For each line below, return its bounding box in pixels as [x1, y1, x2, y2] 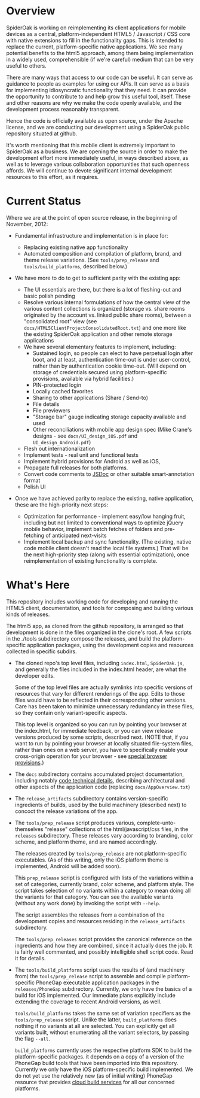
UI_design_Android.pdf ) [32, 438, 91, 445]
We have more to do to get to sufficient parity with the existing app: [14, 274, 181, 281]
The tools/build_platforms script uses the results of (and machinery [14, 966, 185, 973]
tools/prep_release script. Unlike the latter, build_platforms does [14, 1016, 177, 1023]
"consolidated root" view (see [23, 317, 97, 324]
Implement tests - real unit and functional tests [23, 451, 139, 459]
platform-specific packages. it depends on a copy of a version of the [14, 1052, 184, 1060]
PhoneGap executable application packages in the [35, 979, 160, 986]
